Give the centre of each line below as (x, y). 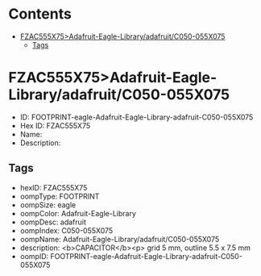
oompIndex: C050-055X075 (66, 230)
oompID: (34, 256)
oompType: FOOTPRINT (60, 196)
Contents (40, 14)
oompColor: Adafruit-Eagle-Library (78, 213)
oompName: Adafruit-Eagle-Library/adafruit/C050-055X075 (120, 239)
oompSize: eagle (48, 205)
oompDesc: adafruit (53, 222)
